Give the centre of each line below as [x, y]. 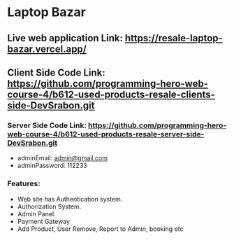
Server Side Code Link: [47, 125]
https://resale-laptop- [174, 38]
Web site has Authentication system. [70, 199]
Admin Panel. [36, 213]
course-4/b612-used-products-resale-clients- [111, 94]
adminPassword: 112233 [52, 166]
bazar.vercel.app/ [47, 49]
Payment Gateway [44, 221]
